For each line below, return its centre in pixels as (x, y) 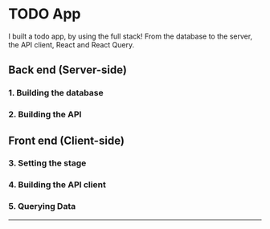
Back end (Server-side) (67, 70)
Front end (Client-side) (66, 140)
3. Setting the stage (47, 163)
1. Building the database (56, 93)
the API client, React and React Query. (72, 44)
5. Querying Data (42, 207)
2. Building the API (45, 115)
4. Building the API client (57, 185)
